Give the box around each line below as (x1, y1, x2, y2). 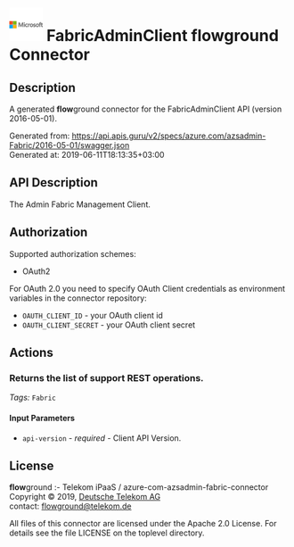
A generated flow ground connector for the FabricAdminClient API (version (9, 104, 282, 114)
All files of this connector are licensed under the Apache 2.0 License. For (9, 518, 278, 529)
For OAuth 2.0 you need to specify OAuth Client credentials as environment (9, 283, 286, 294)
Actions (9, 345, 53, 361)
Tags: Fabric (9, 392, 56, 403)
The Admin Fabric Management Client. (9, 199, 151, 210)
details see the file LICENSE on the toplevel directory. (9, 527, 205, 538)
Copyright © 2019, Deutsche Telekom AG (9, 492, 161, 502)
